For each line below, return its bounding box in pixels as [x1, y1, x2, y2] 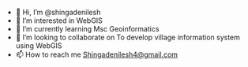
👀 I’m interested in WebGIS [15, 16, 103, 25]
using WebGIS [15, 41, 62, 50]
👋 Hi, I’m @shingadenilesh [15, 8, 101, 17]
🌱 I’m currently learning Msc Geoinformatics [15, 24, 160, 33]
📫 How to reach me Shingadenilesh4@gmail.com [15, 50, 178, 59]
